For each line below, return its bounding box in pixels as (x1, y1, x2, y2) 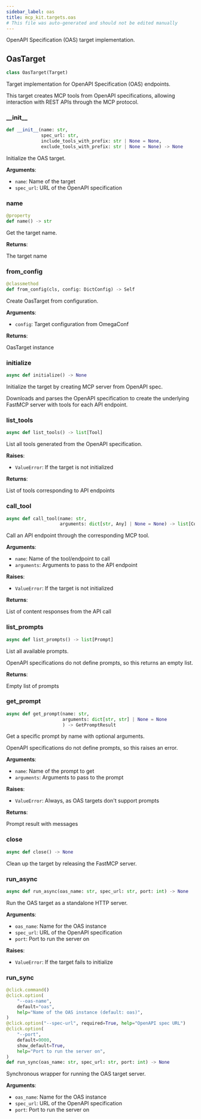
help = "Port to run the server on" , (17, 1048, 106, 1054)
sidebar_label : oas (6, 8, 55, 15)
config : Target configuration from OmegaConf (14, 320, 129, 327)
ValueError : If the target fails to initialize (14, 958, 114, 966)
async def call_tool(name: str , (6, 515, 87, 521)
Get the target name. (6, 229, 57, 236)
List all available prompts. (6, 647, 69, 654)
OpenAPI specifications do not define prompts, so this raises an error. (6, 744, 178, 752)
